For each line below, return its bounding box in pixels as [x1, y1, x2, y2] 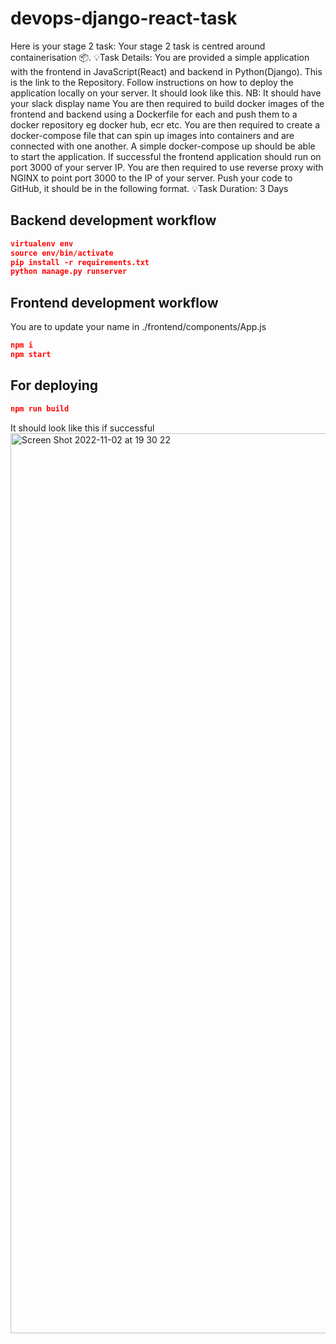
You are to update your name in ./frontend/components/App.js [10, 321, 267, 333]
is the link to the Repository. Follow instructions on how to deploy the [10, 76, 294, 88]
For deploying [10, 377, 98, 394]
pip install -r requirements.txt [10, 257, 150, 267]
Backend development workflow [10, 212, 217, 229]
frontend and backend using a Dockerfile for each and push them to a [10, 108, 298, 120]
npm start [10, 349, 52, 359]
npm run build [10, 403, 70, 414]
